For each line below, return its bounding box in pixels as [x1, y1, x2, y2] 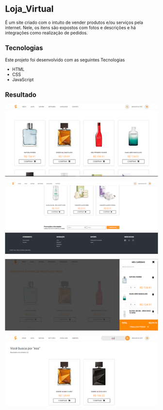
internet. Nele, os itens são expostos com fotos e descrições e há [5, 24, 136, 30]
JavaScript [12, 76, 34, 82]
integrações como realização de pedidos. [5, 30, 88, 36]
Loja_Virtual [5, 3, 54, 15]
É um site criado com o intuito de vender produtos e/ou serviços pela [5, 19, 143, 25]
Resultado [5, 91, 36, 99]
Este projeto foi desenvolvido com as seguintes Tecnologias [5, 57, 125, 63]
